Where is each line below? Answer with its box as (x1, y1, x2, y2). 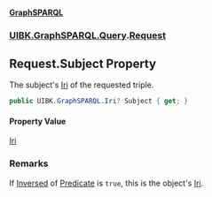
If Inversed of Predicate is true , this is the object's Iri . (9, 178, 204, 188)
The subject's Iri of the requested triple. (9, 80, 154, 90)
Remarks (9, 157, 49, 170)
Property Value (9, 116, 67, 126)
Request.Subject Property (9, 56, 157, 71)
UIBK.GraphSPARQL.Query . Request (9, 29, 167, 42)
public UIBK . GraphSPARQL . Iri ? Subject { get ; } (9, 97, 189, 106)
